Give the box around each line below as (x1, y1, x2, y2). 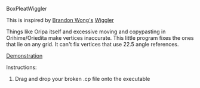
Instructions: (6, 64, 37, 71)
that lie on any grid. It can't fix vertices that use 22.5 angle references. (6, 41, 179, 48)
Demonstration (6, 52, 43, 59)
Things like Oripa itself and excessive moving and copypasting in (6, 28, 166, 35)
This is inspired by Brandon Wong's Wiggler (6, 17, 115, 23)
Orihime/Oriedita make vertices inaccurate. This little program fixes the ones (6, 34, 194, 41)
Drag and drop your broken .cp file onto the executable (14, 76, 150, 82)
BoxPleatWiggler (6, 5, 47, 12)
